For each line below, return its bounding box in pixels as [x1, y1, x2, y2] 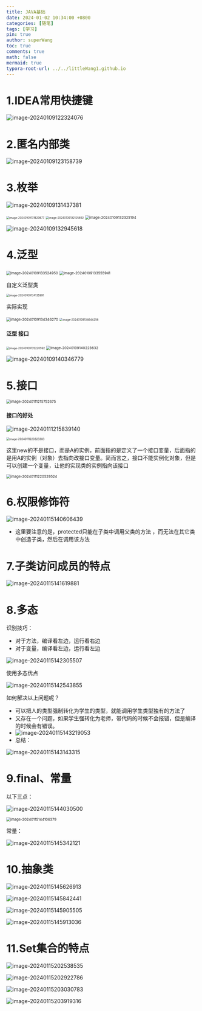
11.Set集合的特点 [6, 942, 90, 956]
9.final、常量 [6, 772, 72, 785]
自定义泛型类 [6, 281, 38, 289]
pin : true [6, 32, 32, 38]
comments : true [6, 49, 45, 55]
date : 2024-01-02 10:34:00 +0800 [6, 15, 91, 21]
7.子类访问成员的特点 [6, 559, 111, 573]
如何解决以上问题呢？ [6, 694, 59, 701]
